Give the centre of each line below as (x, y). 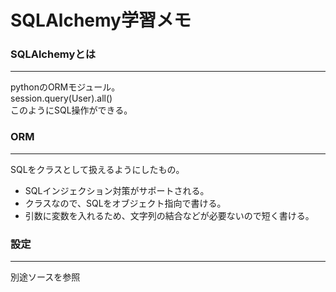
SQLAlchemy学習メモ (101, 20)
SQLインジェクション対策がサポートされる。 (117, 190)
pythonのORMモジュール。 (65, 87)
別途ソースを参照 (45, 277)
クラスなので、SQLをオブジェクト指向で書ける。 (125, 203)
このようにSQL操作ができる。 (71, 110)
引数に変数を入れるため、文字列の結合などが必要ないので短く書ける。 (169, 215)
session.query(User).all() (61, 98)
